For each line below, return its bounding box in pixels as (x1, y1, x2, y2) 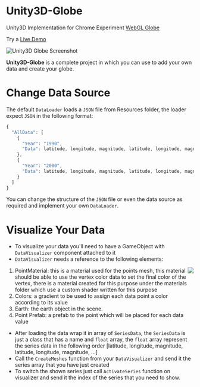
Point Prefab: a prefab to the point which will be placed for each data (14, 312, 184, 319)
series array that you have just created (14, 361, 110, 368)
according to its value (14, 299, 68, 306)
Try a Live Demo (6, 35, 46, 42)
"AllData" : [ (11, 129, 44, 135)
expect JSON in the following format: (6, 112, 93, 119)
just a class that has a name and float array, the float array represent (14, 336, 187, 343)
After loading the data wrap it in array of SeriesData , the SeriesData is (14, 330, 186, 337)
